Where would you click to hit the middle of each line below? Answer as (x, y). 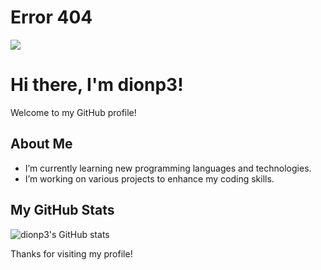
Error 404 (51, 17)
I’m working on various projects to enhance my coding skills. (149, 178)
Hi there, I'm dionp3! (97, 85)
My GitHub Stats (62, 210)
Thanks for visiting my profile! (71, 253)
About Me (41, 144)
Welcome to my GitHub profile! (73, 112)
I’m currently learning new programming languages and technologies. (168, 168)
